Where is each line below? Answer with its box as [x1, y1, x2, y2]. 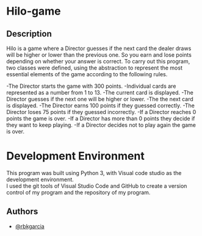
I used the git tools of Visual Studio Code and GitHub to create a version [6, 182, 187, 190]
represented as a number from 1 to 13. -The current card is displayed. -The [6, 89, 193, 96]
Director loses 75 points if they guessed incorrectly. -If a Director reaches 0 [6, 109, 197, 115]
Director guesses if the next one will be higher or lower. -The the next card [6, 96, 193, 102]
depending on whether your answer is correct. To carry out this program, [6, 58, 190, 65]
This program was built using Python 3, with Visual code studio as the [6, 169, 182, 176]
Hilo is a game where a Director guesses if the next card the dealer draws [6, 45, 192, 52]
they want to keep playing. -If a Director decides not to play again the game [6, 121, 197, 129]
